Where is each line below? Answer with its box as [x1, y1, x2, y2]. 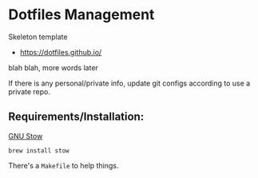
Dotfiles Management [8, 6, 155, 24]
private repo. [8, 86, 50, 97]
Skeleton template [8, 32, 68, 42]
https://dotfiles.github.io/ [19, 47, 102, 57]
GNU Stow [8, 131, 43, 140]
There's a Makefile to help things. [8, 160, 119, 170]
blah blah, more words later [8, 62, 98, 73]
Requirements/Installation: [8, 110, 145, 124]
